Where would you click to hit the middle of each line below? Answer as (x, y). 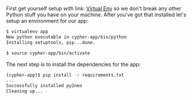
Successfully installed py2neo (44, 86)
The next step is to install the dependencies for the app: (73, 64)
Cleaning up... (25, 91)
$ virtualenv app (27, 32)
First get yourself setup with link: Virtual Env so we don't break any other (94, 8)
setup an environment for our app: (47, 21)
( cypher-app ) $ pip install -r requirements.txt (65, 75)
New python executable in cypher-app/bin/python (66, 37)
